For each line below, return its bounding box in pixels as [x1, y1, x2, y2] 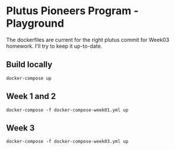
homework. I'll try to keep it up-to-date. [6, 43, 103, 50]
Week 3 [6, 123, 35, 133]
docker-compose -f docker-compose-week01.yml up [6, 107, 129, 113]
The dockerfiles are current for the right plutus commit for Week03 [6, 36, 170, 43]
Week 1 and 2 [6, 92, 56, 102]
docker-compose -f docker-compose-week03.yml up [6, 139, 129, 145]
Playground [6, 17, 64, 30]
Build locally [6, 60, 53, 70]
